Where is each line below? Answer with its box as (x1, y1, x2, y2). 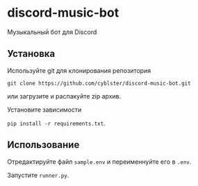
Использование (7, 139, 80, 151)
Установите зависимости (7, 105, 82, 114)
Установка (7, 48, 56, 60)
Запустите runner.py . (7, 171, 69, 179)
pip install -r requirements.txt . (7, 119, 106, 127)
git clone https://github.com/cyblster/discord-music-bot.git (7, 80, 191, 87)
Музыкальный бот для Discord (7, 28, 97, 36)
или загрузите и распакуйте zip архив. (7, 92, 122, 100)
